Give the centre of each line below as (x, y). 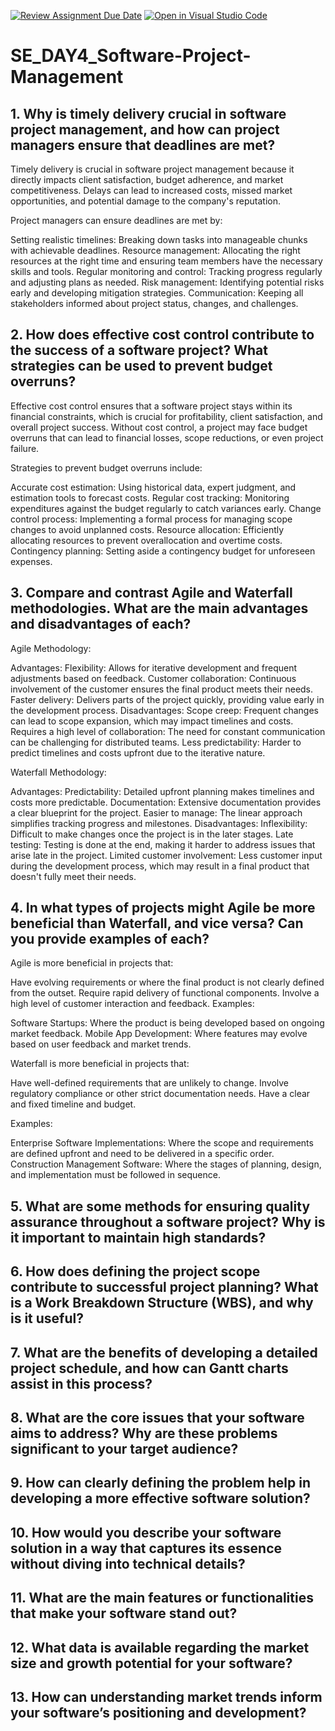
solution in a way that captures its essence (146, 1548)
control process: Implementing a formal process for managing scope (151, 519)
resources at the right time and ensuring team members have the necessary (166, 261)
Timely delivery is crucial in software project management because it (152, 169)
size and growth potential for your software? (151, 1663)
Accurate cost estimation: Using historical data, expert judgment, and (153, 487)
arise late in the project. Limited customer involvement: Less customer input (166, 855)
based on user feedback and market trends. (101, 1044)
